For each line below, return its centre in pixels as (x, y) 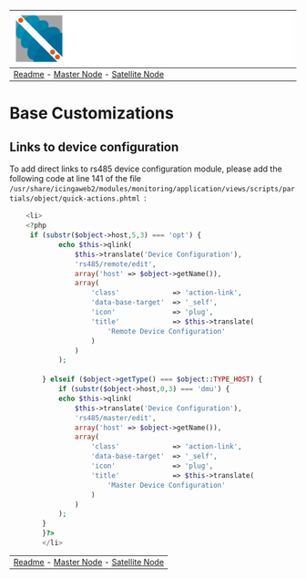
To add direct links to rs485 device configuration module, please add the (146, 169)
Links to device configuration (94, 147)
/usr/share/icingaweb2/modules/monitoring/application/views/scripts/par (153, 189)
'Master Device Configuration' (166, 485)
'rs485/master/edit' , (115, 418)
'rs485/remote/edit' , (115, 264)
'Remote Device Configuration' (166, 331)
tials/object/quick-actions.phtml (75, 199)
